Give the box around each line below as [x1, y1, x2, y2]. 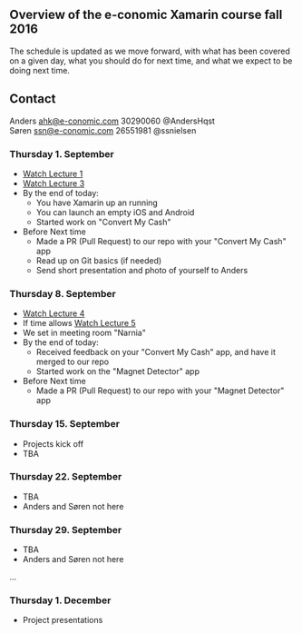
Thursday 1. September [9, 147, 115, 160]
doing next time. [9, 64, 71, 75]
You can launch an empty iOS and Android [35, 206, 195, 217]
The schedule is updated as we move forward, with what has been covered [9, 45, 290, 56]
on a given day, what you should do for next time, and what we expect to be [9, 54, 293, 66]
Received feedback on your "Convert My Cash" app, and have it [35, 347, 277, 358]
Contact [9, 91, 56, 107]
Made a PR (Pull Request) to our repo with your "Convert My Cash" [35, 235, 287, 246]
